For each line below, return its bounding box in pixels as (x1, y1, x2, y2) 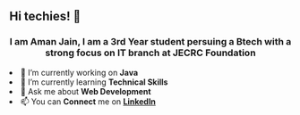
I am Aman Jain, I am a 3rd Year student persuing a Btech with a (9, 36, 292, 48)
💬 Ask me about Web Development (21, 86, 151, 96)
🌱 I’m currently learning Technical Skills (21, 77, 168, 87)
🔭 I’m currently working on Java (21, 67, 139, 78)
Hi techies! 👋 (9, 9, 81, 24)
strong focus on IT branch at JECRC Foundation (44, 46, 257, 59)
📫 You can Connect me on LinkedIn (21, 95, 157, 107)
